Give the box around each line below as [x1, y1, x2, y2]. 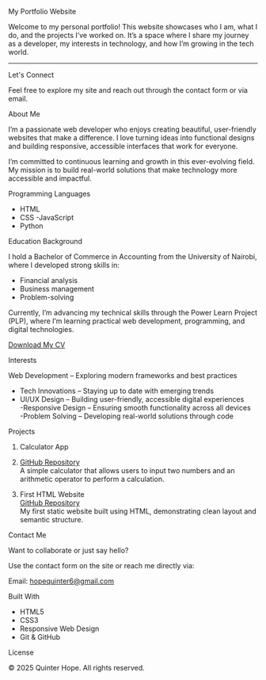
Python [19, 221, 44, 231]
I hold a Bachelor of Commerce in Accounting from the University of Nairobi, [8, 252, 257, 261]
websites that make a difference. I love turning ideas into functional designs [8, 133, 255, 142]
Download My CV [8, 340, 66, 350]
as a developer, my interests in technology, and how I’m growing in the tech [8, 39, 254, 48]
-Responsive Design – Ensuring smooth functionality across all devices [19, 403, 251, 412]
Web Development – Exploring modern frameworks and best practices [8, 371, 237, 380]
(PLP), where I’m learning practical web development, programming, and [8, 316, 245, 326]
